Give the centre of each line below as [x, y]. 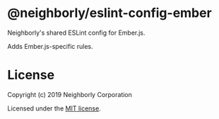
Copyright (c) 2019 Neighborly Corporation [70, 94]
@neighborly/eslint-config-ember [109, 13]
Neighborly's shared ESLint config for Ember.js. [76, 33]
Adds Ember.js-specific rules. [50, 46]
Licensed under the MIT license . [54, 108]
